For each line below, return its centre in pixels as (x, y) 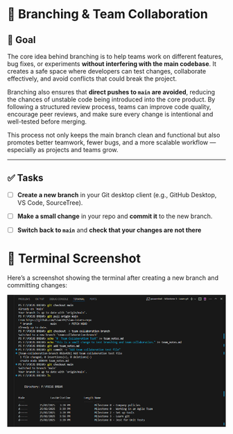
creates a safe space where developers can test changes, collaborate (107, 71)
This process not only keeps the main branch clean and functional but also (114, 135)
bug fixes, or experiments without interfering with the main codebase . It (112, 64)
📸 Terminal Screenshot (74, 259)
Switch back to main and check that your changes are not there (109, 230)
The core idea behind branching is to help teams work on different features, (115, 56)
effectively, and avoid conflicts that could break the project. (92, 78)
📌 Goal (21, 40)
